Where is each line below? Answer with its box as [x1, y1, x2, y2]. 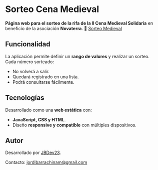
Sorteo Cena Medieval [5, 4, 99, 15]
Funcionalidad [5, 40, 51, 49]
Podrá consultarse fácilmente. [12, 79, 74, 85]
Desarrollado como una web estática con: [5, 107, 92, 113]
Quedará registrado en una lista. [12, 74, 79, 80]
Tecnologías [5, 94, 44, 102]
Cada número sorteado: [5, 59, 54, 65]
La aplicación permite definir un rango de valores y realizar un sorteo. [5, 53, 150, 59]
